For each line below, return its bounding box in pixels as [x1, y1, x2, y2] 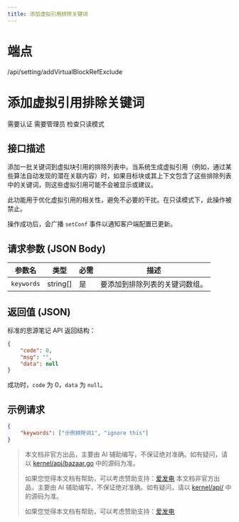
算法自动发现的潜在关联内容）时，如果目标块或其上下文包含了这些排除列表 [13, 172, 232, 180]
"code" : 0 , [20, 347, 53, 354]
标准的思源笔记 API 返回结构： [7, 326, 96, 334]
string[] [47, 279, 73, 289]
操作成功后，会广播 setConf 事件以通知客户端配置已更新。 [7, 220, 176, 228]
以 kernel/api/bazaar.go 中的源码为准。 [24, 459, 139, 467]
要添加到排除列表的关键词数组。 [100, 280, 208, 290]
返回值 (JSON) [7, 306, 71, 318]
